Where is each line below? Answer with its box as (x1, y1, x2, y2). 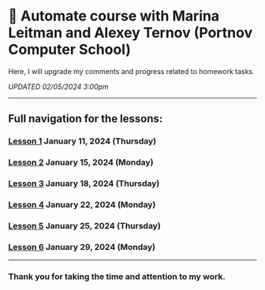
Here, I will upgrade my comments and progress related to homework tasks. (8, 66, 255, 76)
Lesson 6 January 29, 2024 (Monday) (8, 241, 156, 252)
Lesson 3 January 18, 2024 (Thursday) (8, 178, 160, 189)
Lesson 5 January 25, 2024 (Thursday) (8, 220, 162, 231)
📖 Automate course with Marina (8, 7, 219, 25)
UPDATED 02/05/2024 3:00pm (8, 82, 109, 91)
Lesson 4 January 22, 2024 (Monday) (8, 199, 156, 210)
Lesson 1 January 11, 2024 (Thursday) (8, 136, 156, 147)
